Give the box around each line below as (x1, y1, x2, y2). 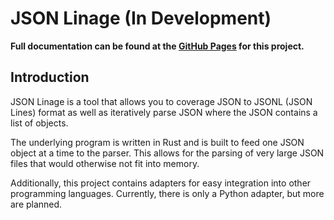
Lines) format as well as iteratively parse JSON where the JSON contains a (10, 106, 318, 118)
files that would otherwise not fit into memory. (10, 157, 200, 169)
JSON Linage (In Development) (10, 7, 272, 30)
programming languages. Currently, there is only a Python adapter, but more (10, 187, 325, 199)
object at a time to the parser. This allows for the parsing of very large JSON (10, 147, 325, 159)
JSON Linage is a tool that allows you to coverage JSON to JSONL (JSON (10, 95, 313, 107)
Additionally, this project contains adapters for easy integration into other (10, 177, 312, 189)
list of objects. (10, 117, 69, 129)
